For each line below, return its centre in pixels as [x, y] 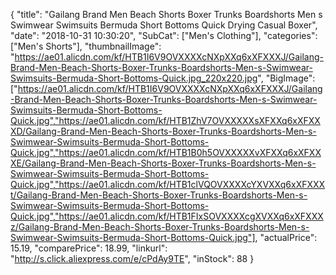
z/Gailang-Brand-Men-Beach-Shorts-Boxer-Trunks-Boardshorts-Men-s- [160, 227]
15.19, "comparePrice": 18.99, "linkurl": [89, 248]
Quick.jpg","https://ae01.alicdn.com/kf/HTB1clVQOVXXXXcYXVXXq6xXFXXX [168, 184]
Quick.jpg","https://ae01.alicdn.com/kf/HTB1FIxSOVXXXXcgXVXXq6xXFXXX [167, 216]
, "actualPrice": [286, 237]
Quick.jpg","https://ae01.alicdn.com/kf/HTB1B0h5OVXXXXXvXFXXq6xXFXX [166, 152]
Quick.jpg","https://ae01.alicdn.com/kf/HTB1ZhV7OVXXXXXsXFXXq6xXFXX [165, 120]
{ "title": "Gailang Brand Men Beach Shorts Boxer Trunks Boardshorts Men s [166, 14]
